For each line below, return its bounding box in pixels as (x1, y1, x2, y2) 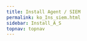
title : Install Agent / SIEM (6, 8, 81, 15)
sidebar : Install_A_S (6, 20, 62, 26)
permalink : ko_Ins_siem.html (6, 14, 81, 20)
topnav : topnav (6, 25, 45, 32)
